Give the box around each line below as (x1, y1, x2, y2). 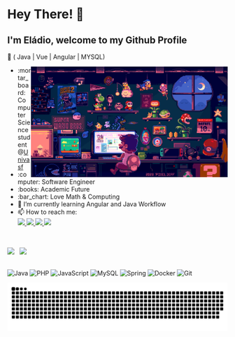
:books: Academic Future (17, 185, 90, 193)
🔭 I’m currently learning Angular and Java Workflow (17, 200, 166, 208)
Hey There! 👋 (7, 6, 85, 22)
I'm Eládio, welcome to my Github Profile (7, 34, 187, 46)
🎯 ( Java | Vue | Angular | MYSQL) (7, 52, 106, 61)
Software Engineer (41, 178, 96, 186)
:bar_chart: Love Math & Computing (17, 192, 120, 201)
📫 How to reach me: (17, 208, 78, 216)
